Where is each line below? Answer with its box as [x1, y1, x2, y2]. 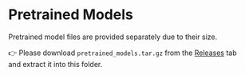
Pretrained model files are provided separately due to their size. [8, 32, 218, 41]
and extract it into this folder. [8, 59, 103, 69]
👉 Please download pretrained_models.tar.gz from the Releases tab [8, 48, 237, 57]
